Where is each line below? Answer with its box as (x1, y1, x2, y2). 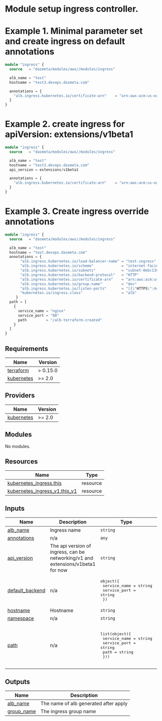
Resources (5, 457, 38, 465)
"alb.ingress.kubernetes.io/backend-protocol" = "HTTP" (20, 272, 139, 277)
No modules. (5, 443, 30, 449)
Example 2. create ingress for (5, 119, 125, 129)
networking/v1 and (50, 555, 94, 561)
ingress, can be (50, 549, 85, 556)
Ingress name (50, 527, 81, 534)
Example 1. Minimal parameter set (5, 26, 143, 37)
